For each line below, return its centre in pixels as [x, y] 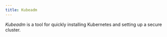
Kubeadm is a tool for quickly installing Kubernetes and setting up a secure [84, 24]
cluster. [13, 30]
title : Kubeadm [21, 10]
